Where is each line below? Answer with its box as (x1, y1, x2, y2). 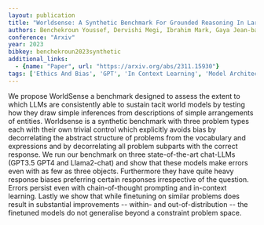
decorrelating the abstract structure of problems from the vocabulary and (8, 132, 246, 142)
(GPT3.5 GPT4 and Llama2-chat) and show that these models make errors (8, 158, 249, 167)
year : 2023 (8, 41, 44, 49)
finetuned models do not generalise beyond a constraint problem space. (8, 208, 242, 217)
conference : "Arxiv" (8, 33, 76, 42)
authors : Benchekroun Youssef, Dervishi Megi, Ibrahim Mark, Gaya (8, 26, 230, 34)
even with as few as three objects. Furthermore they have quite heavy (8, 166, 234, 176)
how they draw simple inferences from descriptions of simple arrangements (8, 107, 254, 118)
